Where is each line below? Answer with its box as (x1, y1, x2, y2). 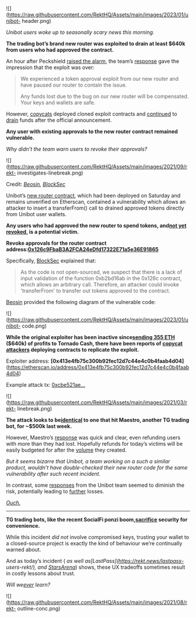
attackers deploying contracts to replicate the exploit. (6, 346, 139, 353)
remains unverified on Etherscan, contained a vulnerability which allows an (6, 199, 186, 205)
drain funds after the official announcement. (6, 117, 112, 124)
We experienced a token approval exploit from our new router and (20, 76, 179, 82)
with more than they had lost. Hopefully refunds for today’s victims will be (6, 441, 183, 447)
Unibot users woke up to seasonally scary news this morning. (6, 29, 155, 36)
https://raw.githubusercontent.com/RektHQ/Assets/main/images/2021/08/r (8, 599, 188, 606)
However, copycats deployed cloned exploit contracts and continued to (6, 111, 177, 117)
